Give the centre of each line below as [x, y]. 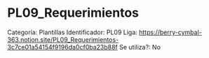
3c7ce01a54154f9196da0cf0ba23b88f [62, 47]
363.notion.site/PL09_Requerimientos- [63, 39]
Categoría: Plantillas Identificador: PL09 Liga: [73, 32]
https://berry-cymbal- [170, 32]
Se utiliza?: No [140, 47]
